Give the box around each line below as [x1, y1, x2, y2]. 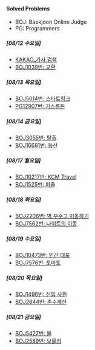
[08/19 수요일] [6, 235, 41, 242]
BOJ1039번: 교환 [15, 64, 56, 71]
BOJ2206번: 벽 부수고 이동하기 [15, 213, 90, 220]
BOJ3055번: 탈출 [15, 134, 57, 142]
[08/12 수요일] [6, 39, 41, 47]
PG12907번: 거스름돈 [15, 103, 65, 110]
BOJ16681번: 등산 [15, 142, 58, 149]
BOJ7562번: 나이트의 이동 [15, 220, 77, 227]
